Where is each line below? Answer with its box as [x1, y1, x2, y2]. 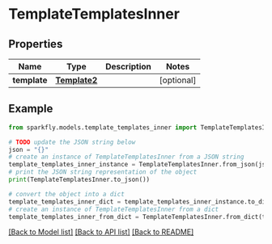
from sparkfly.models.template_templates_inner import [8, 123, 198, 132]
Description [104, 61, 152, 72]
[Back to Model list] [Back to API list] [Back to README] [8, 227, 194, 237]
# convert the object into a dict [8, 190, 125, 198]
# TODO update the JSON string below [8, 138, 136, 146]
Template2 [55, 74, 98, 86]
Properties [8, 37, 63, 51]
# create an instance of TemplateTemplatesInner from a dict [8, 205, 219, 213]
